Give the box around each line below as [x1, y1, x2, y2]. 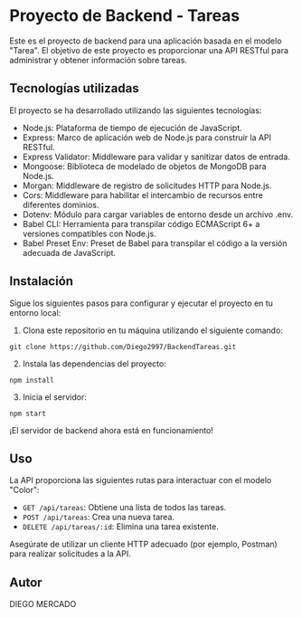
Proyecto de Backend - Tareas [9, 5, 241, 26]
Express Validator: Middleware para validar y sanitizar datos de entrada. [22, 151, 291, 162]
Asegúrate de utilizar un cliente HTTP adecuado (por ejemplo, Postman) [9, 539, 278, 550]
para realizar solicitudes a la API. [9, 548, 131, 559]
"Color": [9, 485, 40, 496]
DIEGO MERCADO [9, 599, 77, 610]
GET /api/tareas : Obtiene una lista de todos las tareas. [22, 502, 227, 513]
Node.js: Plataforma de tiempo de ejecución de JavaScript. [22, 122, 242, 133]
